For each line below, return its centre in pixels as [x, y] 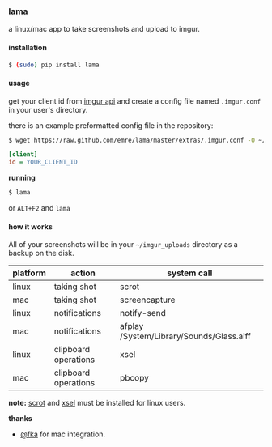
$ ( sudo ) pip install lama [54, 65]
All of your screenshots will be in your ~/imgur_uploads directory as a [123, 245]
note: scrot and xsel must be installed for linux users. [97, 403]
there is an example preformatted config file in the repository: [111, 125]
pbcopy [135, 378]
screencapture [148, 300]
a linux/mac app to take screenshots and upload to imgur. [104, 29]
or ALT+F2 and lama [39, 208]
